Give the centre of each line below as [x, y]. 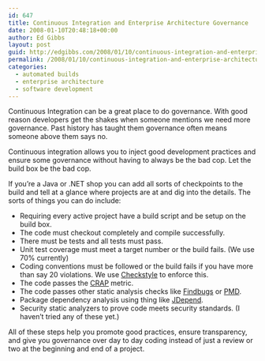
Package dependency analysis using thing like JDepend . [111, 300]
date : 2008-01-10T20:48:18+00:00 [63, 30]
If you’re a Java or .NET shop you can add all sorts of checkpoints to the [125, 184]
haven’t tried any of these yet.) [69, 317]
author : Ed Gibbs [37, 38]
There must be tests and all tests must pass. [91, 241]
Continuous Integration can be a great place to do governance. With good [128, 111]
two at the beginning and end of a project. [77, 349]
